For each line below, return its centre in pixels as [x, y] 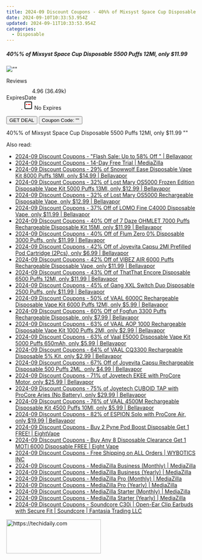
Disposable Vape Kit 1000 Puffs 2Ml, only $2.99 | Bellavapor [90, 331]
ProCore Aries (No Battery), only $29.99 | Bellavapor [80, 395]
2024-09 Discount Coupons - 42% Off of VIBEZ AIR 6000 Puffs [94, 260]
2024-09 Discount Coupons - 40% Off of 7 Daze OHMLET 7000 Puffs [102, 221]
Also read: [19, 145]
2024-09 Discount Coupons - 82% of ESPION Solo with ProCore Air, [100, 414]
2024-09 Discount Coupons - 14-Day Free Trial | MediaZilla [89, 163]
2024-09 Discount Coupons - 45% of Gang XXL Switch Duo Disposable [105, 285]
